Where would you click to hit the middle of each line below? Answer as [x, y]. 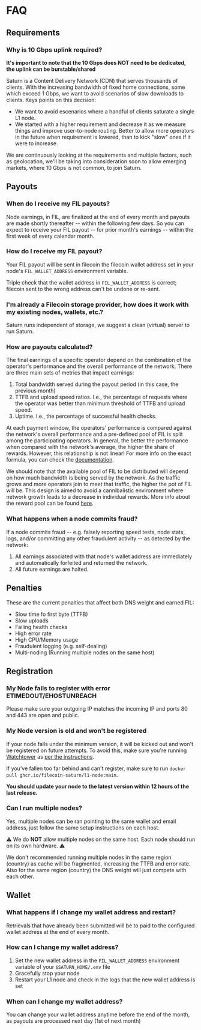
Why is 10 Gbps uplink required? [54, 50]
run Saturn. [20, 331]
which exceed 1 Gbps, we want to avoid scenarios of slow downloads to [95, 93]
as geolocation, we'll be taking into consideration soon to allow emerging [96, 161]
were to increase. [36, 143]
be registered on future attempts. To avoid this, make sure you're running [97, 750]
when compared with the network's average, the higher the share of [91, 447]
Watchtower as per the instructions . [50, 756]
